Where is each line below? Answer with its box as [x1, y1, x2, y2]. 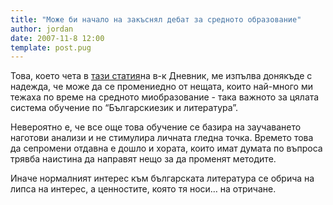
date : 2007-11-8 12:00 [10, 33, 105, 43]
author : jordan [10, 24, 74, 34]
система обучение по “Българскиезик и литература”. [10, 102, 239, 114]
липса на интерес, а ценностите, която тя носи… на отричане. [10, 183, 277, 195]
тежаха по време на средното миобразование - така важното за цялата [10, 91, 320, 103]
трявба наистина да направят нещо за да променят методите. [10, 153, 277, 165]
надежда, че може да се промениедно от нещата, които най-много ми [10, 81, 313, 93]
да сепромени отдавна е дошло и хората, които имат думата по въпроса [10, 142, 323, 155]
